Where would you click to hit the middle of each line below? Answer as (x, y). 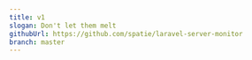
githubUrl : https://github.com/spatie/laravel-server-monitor (126, 34)
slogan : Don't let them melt (63, 26)
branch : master (37, 42)
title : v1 (27, 17)
